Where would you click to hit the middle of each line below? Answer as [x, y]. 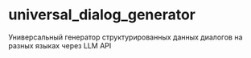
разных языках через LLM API [60, 45]
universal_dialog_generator [102, 15]
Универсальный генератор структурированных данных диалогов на [125, 37]
